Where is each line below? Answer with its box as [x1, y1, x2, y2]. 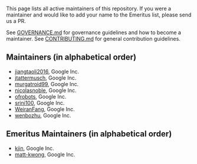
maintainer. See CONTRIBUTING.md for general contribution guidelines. [6, 35, 181, 42]
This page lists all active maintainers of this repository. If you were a [6, 5, 172, 12]
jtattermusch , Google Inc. [14, 74, 77, 81]
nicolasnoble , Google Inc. [14, 87, 77, 94]
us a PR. [6, 18, 27, 24]
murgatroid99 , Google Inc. [14, 80, 79, 87]
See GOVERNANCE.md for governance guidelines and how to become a [6, 29, 182, 36]
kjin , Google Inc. [14, 145, 54, 152]
